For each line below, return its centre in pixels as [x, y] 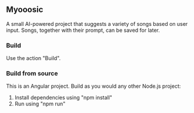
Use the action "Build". [34, 58]
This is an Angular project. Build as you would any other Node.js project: [93, 86]
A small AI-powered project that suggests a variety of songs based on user [97, 24]
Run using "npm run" [40, 104]
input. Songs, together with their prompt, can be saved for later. [83, 30]
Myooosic [25, 10]
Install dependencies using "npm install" [63, 98]
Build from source [32, 74]
